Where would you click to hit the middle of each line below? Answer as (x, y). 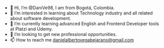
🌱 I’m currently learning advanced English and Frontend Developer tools (85, 23)
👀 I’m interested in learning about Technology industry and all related (81, 13)
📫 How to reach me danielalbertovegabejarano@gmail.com (72, 40)
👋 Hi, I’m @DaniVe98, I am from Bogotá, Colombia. (62, 8)
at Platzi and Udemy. (31, 29)
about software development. (40, 18)
